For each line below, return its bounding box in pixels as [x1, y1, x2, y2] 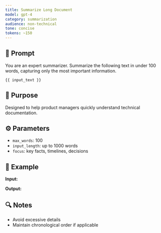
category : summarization [5, 17, 57, 22]
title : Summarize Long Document [5, 7, 72, 13]
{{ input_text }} [5, 77, 41, 83]
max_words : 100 [12, 137, 43, 143]
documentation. [5, 110, 38, 116]
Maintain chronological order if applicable [12, 222, 98, 228]
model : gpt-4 [5, 12, 32, 17]
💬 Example [5, 162, 39, 171]
